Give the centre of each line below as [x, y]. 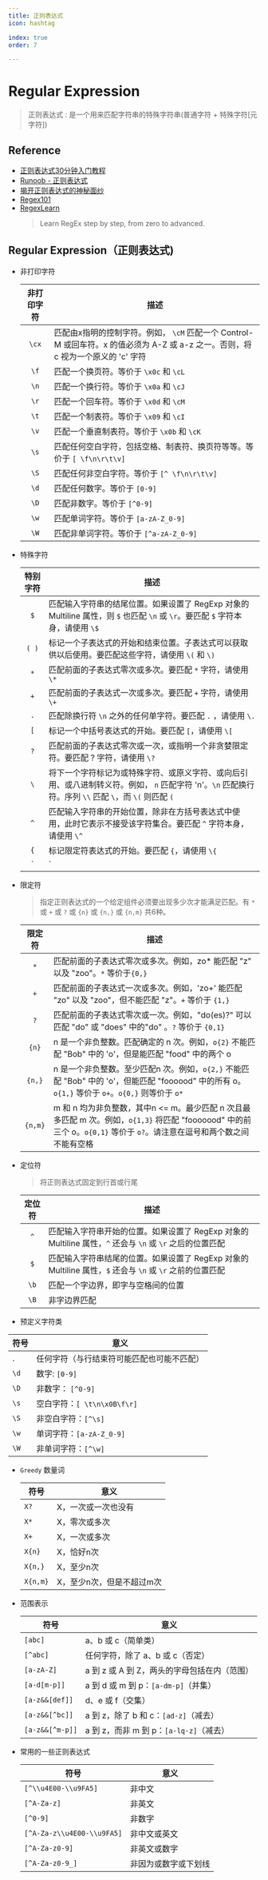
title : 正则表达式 [36, 16]
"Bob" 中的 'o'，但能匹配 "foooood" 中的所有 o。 [154, 1081]
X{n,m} [36, 1581]
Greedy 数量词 [42, 1470]
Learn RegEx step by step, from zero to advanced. [122, 223]
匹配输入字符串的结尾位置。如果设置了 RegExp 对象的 [149, 603]
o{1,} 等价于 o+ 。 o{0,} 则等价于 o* [118, 1093]
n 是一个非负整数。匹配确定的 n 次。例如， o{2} [141, 1042]
